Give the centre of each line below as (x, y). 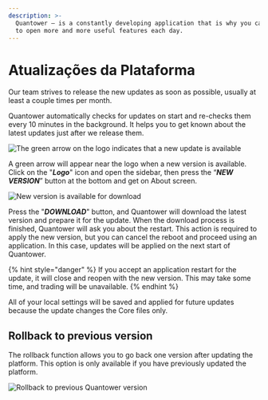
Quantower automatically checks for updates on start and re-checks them (130, 116)
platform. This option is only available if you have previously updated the (128, 363)
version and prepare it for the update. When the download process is (122, 220)
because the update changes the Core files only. (88, 311)
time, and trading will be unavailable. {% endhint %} (94, 287)
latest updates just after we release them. (76, 133)
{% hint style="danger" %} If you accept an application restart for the (122, 270)
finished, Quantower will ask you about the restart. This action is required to (133, 229)
